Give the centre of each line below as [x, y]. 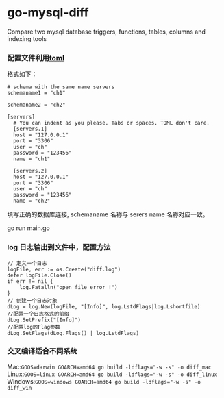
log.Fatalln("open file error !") [69, 287]
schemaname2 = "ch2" [37, 105]
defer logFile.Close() [39, 275]
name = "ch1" [32, 159]
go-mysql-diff [48, 13]
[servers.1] [30, 129]
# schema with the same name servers [61, 87]
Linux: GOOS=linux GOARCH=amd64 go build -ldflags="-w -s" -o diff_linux [112, 374]
